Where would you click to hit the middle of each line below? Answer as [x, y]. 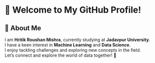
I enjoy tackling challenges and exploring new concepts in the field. [73, 50]
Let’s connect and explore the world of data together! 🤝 [61, 55]
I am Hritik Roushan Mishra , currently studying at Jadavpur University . [77, 40]
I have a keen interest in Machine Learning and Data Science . [68, 45]
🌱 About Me [23, 28]
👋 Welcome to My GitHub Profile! [73, 10]
